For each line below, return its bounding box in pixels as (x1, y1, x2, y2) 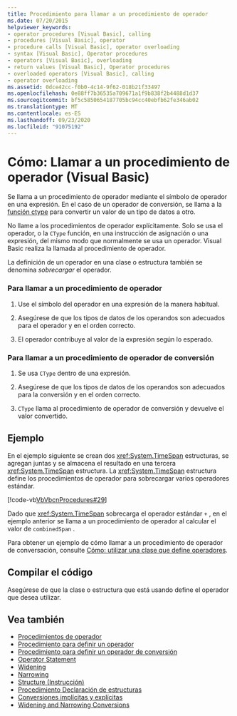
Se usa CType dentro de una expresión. (17, 369, 131, 378)
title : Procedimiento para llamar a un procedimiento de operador (7, 10, 209, 18)
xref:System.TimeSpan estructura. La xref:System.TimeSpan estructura (7, 466, 217, 475)
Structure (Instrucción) (17, 678, 85, 687)
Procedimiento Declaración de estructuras (17, 685, 142, 694)
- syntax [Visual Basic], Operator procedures (7, 51, 148, 58)
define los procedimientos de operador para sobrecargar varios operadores (7, 474, 230, 482)
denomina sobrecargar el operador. (7, 265, 112, 275)
